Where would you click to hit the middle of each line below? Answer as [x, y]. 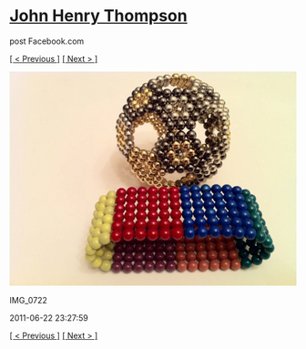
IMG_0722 [29, 301]
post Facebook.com [47, 41]
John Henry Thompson [99, 16]
